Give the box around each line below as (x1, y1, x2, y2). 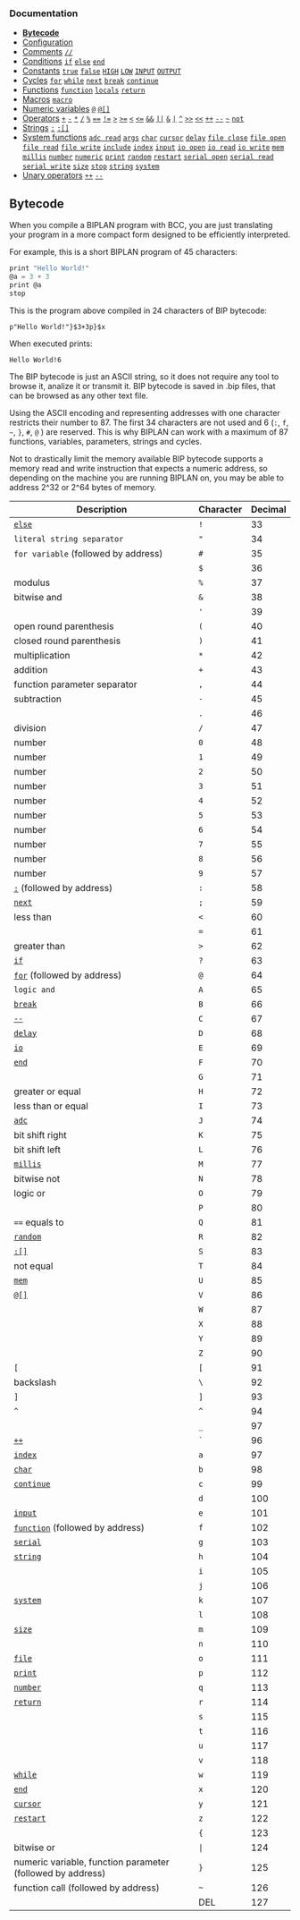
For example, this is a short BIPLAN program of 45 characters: (9, 247, 238, 258)
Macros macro (21, 94, 73, 105)
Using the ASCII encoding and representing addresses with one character (9, 407, 281, 418)
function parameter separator (13, 678, 137, 691)
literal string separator (13, 533, 124, 544)
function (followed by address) (13, 1521, 145, 1533)
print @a (9, 280, 42, 289)
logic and (13, 984, 55, 995)
